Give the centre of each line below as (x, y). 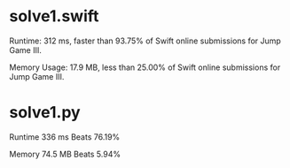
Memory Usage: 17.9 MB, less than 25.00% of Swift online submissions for (145, 67)
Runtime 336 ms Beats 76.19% (65, 137)
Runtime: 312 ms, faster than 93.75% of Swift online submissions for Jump (145, 41)
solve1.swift (54, 16)
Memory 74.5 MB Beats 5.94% (65, 154)
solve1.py (45, 113)
